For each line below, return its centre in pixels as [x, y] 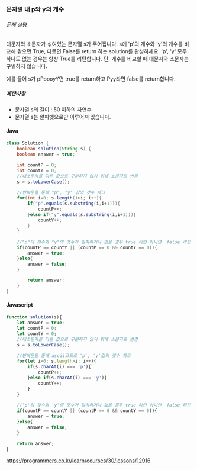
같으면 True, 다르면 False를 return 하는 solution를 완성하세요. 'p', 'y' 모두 [102, 51]
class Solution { [28, 143]
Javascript [20, 305]
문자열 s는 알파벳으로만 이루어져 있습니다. [63, 117]
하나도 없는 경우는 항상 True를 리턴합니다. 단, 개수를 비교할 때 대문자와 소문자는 [98, 59]
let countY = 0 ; [37, 334]
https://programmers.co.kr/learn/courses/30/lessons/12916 [78, 461]
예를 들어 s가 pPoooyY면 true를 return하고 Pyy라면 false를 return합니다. [91, 79]
